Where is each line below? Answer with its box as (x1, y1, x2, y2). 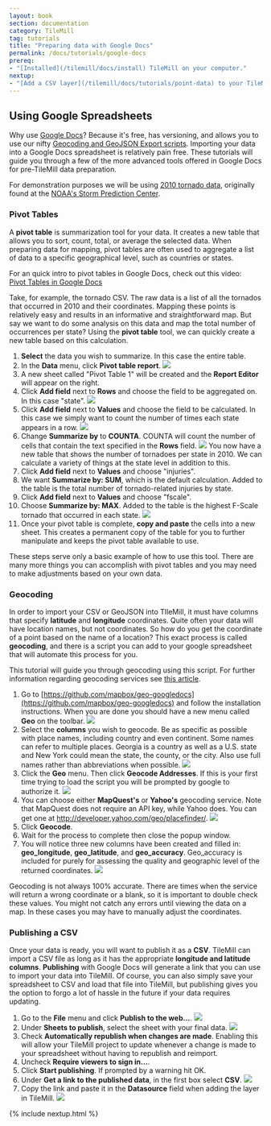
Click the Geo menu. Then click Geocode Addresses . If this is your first (20, 768, 258, 778)
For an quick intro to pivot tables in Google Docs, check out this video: (9, 268, 242, 278)
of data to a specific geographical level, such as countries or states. (9, 253, 234, 263)
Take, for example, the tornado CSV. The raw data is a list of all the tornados (9, 292, 262, 302)
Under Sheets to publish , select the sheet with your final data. (20, 1023, 228, 1033)
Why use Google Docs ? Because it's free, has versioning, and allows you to (9, 130, 260, 140)
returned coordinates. (20, 865, 93, 875)
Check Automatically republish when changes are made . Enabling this (20, 1032, 258, 1041)
